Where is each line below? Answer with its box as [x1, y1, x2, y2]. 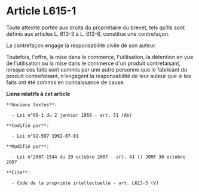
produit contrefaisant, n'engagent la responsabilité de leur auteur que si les [6, 72, 191, 79]
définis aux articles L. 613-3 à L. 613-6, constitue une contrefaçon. [6, 30, 170, 37]
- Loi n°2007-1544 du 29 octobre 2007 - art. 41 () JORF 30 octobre [11, 154, 186, 160]
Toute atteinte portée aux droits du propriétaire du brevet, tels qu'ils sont [6, 24, 185, 31]
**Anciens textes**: [6, 101, 58, 108]
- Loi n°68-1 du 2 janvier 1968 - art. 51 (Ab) [11, 112, 133, 118]
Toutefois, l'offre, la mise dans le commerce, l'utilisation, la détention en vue [6, 53, 194, 60]
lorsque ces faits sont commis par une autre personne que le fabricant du [6, 66, 188, 73]
